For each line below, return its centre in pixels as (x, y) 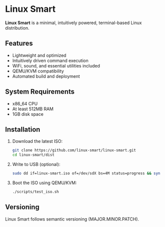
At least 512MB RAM (33, 109)
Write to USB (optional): (36, 164)
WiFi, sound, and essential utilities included (56, 65)
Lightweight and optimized (39, 55)
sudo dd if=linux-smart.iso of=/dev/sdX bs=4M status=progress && (82, 173)
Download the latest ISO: (37, 141)
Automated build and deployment (46, 76)
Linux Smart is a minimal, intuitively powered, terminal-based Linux (73, 23)
